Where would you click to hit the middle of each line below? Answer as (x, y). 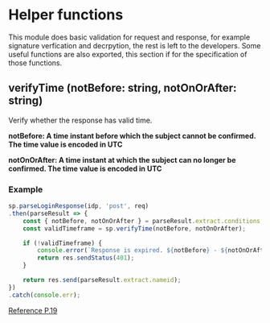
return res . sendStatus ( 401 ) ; (86, 258)
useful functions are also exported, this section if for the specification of (128, 54)
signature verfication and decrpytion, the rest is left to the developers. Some (135, 45)
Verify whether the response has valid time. (80, 120)
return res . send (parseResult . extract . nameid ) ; (102, 280)
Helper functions (66, 15)
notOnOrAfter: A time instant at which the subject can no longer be (122, 159)
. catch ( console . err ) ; (45, 295)
